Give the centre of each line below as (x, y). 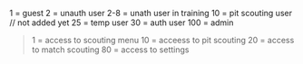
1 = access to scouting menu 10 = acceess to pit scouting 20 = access (163, 40)
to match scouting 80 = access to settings (110, 50)
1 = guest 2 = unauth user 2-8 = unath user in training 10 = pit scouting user (151, 13)
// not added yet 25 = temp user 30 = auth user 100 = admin (122, 23)
